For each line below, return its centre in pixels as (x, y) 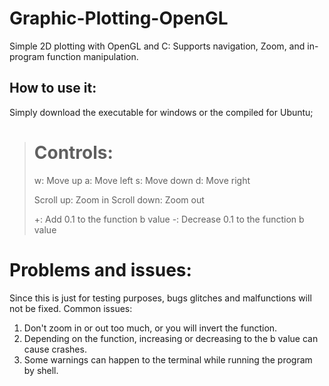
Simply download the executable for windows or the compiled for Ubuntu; (161, 112)
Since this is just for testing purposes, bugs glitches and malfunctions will (160, 298)
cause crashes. (55, 349)
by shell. (41, 370)
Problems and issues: (100, 269)
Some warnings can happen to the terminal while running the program (168, 359)
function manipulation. (92, 56)
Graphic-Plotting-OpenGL (119, 18)
